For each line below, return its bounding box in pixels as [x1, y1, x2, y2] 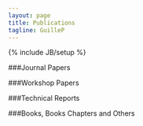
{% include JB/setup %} [8, 48, 86, 57]
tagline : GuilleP [8, 26, 65, 34]
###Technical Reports [8, 94, 80, 103]
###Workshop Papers [8, 78, 80, 87]
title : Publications [8, 19, 76, 27]
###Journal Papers [8, 63, 71, 72]
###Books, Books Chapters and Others [8, 109, 135, 118]
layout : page [8, 11, 51, 20]
